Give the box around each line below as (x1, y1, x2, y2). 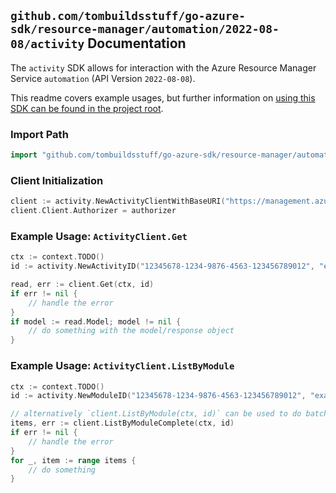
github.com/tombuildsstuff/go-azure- (10, 9, 246, 24)
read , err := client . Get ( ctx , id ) (10, 280, 155, 290)
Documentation (87, 35, 187, 52)
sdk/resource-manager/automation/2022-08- (10, 22, 280, 37)
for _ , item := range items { (10, 455, 137, 465)
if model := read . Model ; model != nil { (10, 316, 182, 327)
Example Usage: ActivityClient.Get (10, 229, 188, 243)
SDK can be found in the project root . (10, 102, 164, 114)
